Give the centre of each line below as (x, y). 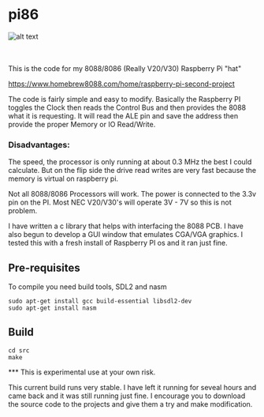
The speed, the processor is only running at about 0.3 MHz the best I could (130, 162)
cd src (19, 350)
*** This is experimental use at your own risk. (82, 372)
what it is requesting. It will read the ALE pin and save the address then (123, 115)
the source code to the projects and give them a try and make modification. (130, 404)
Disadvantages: (39, 145)
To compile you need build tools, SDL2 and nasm (87, 287)
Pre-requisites (44, 267)
